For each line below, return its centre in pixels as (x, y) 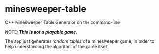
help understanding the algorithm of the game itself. (57, 46)
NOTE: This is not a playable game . (41, 32)
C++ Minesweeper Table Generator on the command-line (62, 22)
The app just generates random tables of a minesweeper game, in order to (80, 41)
